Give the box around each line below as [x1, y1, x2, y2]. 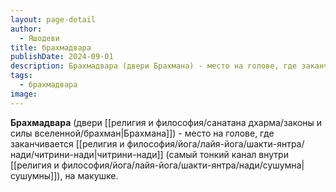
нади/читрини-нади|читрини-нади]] [10, 148, 164, 160]
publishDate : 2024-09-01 [10, 52, 114, 62]
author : [10, 24, 43, 34]
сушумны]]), [10, 169, 63, 181]
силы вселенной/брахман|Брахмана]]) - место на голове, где [10, 127, 275, 139]
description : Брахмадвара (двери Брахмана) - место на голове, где [10, 61, 298, 71]
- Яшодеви [19, 33, 60, 43]
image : [10, 89, 38, 99]
